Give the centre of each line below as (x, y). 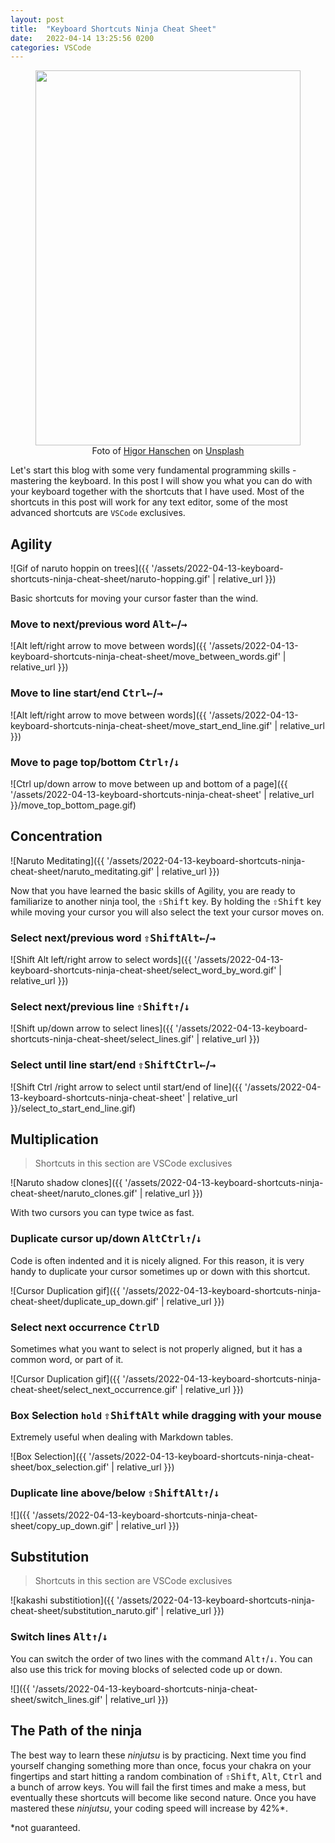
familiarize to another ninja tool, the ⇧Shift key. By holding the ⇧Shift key (166, 901)
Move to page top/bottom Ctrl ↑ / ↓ (95, 762)
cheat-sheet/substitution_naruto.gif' (84, 1611)
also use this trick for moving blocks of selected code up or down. (146, 1669)
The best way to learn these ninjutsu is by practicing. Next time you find (158, 1755)
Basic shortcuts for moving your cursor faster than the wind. (134, 598)
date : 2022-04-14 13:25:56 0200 (82, 38)
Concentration (56, 836)
